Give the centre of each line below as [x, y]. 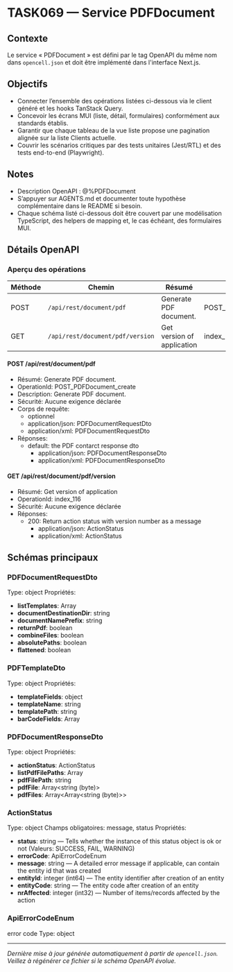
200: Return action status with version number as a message [114, 521]
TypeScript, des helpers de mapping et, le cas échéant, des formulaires [119, 221]
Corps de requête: [43, 409]
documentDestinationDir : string [63, 613]
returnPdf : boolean [45, 628]
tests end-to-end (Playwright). [61, 152]
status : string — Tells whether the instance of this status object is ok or [119, 842]
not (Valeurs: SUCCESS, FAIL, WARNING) [76, 849]
